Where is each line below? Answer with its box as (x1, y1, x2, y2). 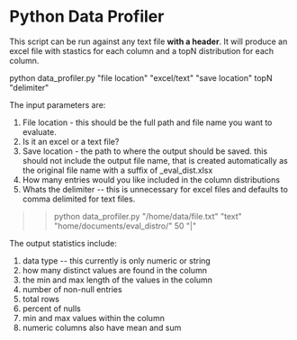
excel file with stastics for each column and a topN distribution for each (9, 45, 274, 56)
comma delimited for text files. (22, 193, 136, 204)
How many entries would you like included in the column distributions (22, 174, 281, 185)
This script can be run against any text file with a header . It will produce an (9, 36, 288, 47)
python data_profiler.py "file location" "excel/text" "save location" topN (9, 72, 273, 83)
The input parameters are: (9, 99, 106, 110)
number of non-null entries (22, 283, 123, 294)
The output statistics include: (9, 237, 117, 248)
